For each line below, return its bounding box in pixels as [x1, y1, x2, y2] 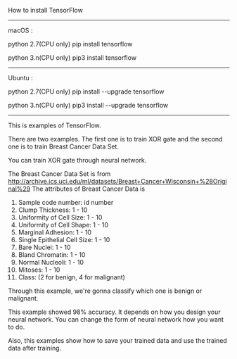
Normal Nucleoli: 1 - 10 [18, 258, 84, 266]
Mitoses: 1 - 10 [18, 265, 60, 274]
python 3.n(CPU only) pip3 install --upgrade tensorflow [8, 101, 168, 109]
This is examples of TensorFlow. [8, 121, 101, 130]
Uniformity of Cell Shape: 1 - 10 [18, 221, 108, 229]
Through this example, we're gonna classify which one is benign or [8, 286, 203, 295]
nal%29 [8, 184, 31, 193]
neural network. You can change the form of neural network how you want [8, 315, 224, 323]
